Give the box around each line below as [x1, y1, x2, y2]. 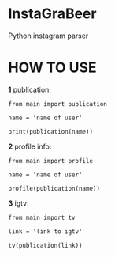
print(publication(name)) [8, 127, 93, 135]
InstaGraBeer [8, 5, 97, 23]
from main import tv [8, 214, 76, 221]
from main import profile [8, 157, 93, 164]
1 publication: [8, 85, 51, 94]
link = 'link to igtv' [8, 227, 83, 236]
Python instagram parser [8, 31, 89, 40]
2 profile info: [8, 142, 52, 151]
